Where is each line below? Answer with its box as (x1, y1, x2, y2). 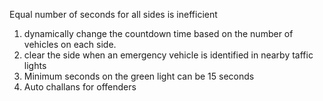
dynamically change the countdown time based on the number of (23, 28, 294, 39)
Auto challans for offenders (23, 81, 137, 93)
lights (23, 60, 47, 71)
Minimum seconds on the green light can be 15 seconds (23, 70, 255, 82)
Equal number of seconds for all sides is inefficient (9, 9, 218, 20)
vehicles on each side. (23, 39, 117, 50)
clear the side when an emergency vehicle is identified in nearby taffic (23, 49, 314, 61)
